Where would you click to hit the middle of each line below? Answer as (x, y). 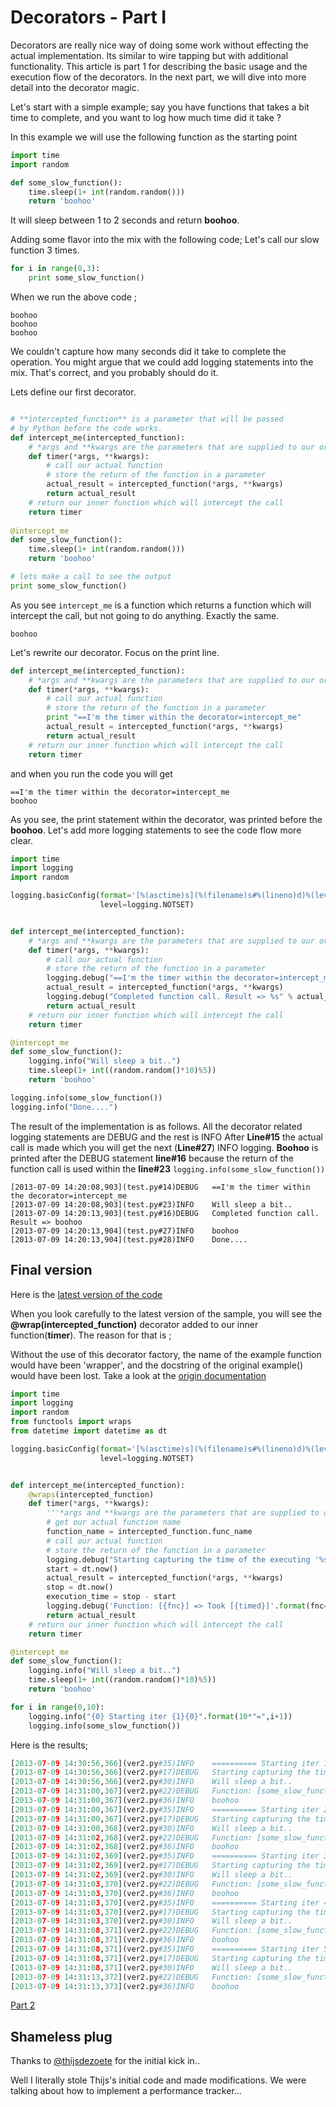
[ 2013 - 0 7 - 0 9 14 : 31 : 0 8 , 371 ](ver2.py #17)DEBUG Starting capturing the (160, 1958)
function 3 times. (45, 250)
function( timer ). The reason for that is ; (91, 1335)
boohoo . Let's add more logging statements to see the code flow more (156, 830)
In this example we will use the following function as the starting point (154, 137)
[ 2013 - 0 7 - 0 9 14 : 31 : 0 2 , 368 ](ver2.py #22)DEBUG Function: (131, 1837)
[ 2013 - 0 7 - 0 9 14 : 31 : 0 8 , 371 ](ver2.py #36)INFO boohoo (125, 1940)
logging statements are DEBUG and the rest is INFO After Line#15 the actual (166, 1137)
